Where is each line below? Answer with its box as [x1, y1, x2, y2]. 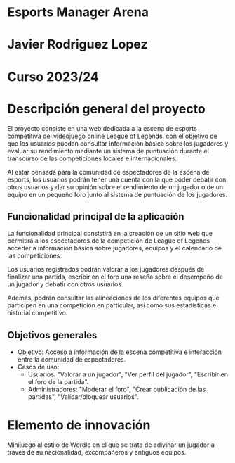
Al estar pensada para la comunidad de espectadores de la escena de [7, 167, 210, 176]
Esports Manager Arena [7, 4, 149, 20]
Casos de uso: [17, 363, 60, 372]
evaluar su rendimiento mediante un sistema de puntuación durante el [7, 146, 209, 155]
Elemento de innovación [7, 417, 151, 433]
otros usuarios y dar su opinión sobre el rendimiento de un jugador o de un [7, 182, 224, 191]
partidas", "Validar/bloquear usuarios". [27, 393, 139, 401]
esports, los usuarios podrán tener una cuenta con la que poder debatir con [7, 175, 227, 184]
